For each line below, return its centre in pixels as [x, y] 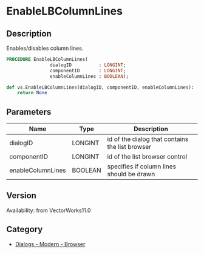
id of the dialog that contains [148, 139]
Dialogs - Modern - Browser [50, 244]
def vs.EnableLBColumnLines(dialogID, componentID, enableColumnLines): [100, 87]
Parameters [29, 112]
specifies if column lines [142, 166]
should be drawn [131, 174]
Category [25, 229]
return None [32, 93]
